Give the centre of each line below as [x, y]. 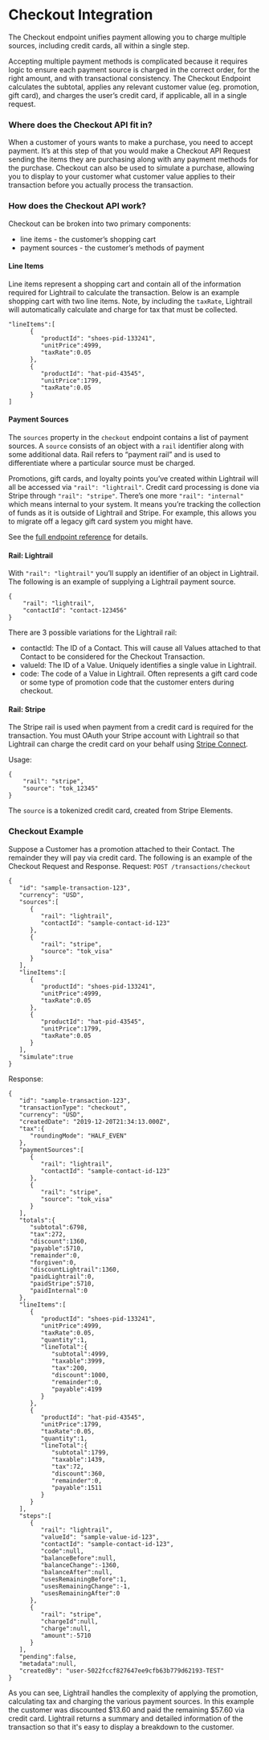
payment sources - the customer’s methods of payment [112, 248]
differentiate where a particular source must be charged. [102, 463]
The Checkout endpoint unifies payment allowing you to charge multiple [127, 37]
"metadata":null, [48, 1664]
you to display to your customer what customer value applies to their [122, 177]
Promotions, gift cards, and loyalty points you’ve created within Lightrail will [133, 478]
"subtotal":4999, [80, 1354]
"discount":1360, [59, 1241]
